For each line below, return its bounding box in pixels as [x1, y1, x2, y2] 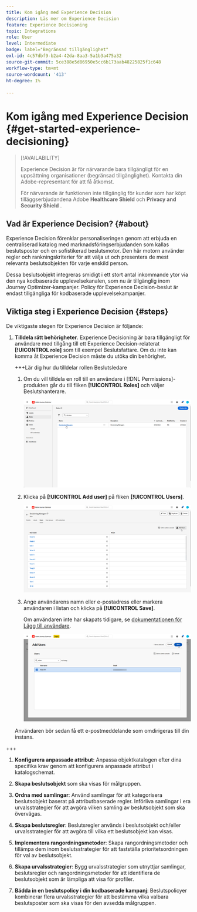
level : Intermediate [6, 41, 57, 46]
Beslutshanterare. [23, 388, 66, 395]
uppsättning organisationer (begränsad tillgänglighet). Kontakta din [20, 172, 183, 179]
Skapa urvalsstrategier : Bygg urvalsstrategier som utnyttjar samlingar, [14, 863, 186, 870]
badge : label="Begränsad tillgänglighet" [6, 47, 109, 53]
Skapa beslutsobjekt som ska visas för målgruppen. [14, 780, 142, 787]
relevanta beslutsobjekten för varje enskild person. [6, 259, 129, 267]
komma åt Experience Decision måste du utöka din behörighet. [14, 353, 167, 360]
